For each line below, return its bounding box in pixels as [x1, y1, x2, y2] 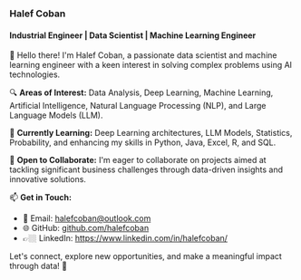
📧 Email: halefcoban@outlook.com [22, 213, 151, 224]
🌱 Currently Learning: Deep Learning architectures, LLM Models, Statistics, [9, 128, 293, 139]
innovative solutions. [9, 174, 86, 185]
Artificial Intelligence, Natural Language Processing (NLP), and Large [9, 101, 267, 111]
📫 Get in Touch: [9, 192, 73, 203]
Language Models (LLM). [9, 110, 103, 121]
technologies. [9, 69, 61, 80]
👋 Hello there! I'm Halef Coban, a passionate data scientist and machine [9, 50, 277, 61]
